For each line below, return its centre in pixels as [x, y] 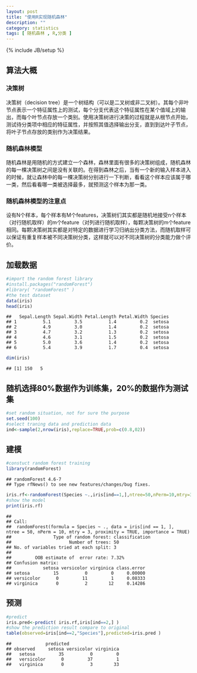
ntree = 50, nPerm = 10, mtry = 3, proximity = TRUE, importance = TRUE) [98, 532]
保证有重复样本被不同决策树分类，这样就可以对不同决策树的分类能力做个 [98, 237]
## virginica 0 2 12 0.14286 [76, 584]
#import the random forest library [50, 279]
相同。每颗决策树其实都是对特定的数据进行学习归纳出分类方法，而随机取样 [96, 230]
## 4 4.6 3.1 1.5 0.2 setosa [87, 337]
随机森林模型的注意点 [36, 201]
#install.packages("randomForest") [50, 284]
